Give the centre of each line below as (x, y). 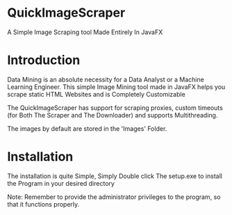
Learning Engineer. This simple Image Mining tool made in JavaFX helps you (116, 87)
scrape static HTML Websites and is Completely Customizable (96, 94)
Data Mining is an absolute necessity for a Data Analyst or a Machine (106, 79)
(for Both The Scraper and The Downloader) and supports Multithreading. (113, 115)
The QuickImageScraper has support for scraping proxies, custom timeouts (115, 107)
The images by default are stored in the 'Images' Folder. (87, 128)
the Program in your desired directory (61, 183)
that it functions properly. (43, 204)
